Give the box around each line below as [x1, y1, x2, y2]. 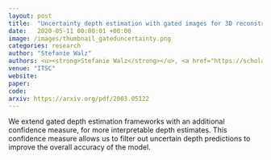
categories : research [8, 42, 81, 50]
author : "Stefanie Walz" [8, 49, 92, 57]
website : [8, 72, 38, 80]
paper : [8, 79, 31, 87]
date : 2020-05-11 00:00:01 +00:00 [8, 27, 131, 35]
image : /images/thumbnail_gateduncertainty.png [8, 34, 172, 43]
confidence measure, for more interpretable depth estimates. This [8, 125, 227, 135]
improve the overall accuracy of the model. [8, 142, 151, 152]
